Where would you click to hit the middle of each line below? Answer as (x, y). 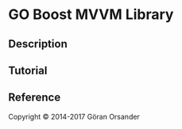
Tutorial (28, 70)
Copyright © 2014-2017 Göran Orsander (74, 116)
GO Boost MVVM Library (91, 15)
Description (38, 44)
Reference (35, 98)
